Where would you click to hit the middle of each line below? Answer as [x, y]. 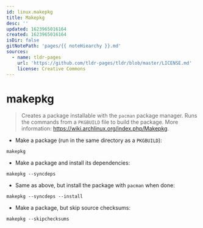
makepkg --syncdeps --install [45, 197]
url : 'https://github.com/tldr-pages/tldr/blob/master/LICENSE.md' [105, 63]
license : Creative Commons [52, 69]
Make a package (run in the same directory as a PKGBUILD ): [89, 140]
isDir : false [23, 40]
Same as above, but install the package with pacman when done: [95, 185]
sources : [17, 52]
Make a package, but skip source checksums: [73, 208]
